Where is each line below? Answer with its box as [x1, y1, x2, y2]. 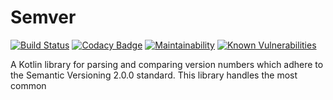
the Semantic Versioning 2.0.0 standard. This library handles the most [10, 69, 298, 81]
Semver [10, 6, 77, 29]
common [10, 79, 47, 91]
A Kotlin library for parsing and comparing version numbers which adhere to [10, 58, 324, 70]
